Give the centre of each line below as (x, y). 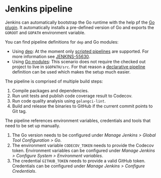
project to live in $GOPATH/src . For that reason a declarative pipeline (79, 67)
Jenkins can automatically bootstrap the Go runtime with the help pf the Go (80, 22)
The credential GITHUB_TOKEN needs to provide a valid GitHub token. (79, 161)
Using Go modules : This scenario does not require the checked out (79, 61)
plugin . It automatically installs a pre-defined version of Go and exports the (80, 27)
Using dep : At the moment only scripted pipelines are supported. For (80, 51)
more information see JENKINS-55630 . (51, 56)
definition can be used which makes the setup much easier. (71, 72)
